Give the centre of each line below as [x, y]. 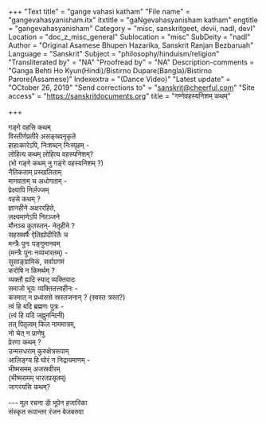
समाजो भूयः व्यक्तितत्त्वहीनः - [43, 288]
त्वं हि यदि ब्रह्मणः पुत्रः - [36, 306]
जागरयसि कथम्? [29, 387]
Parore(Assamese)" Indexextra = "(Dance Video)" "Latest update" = [119, 79]
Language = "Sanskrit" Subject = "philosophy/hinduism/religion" [114, 54]
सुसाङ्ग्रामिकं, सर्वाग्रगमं [37, 261]
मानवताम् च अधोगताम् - [38, 181]
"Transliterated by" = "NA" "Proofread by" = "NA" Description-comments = [131, 62]
